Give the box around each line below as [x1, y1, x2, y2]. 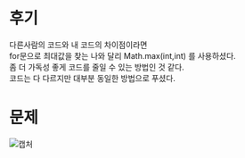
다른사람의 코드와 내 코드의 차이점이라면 [9, 39, 148, 50]
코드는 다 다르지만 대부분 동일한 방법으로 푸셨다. [9, 72, 176, 83]
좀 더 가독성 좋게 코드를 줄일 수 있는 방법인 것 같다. [9, 62, 184, 72]
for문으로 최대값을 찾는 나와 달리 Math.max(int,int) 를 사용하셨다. [9, 50, 236, 61]
